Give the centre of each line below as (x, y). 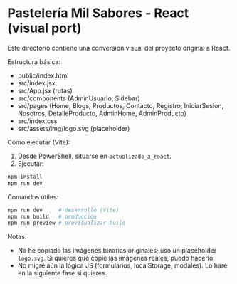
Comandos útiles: (33, 196)
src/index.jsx (36, 83)
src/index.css (37, 121)
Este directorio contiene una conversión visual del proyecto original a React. (119, 48)
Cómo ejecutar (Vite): (39, 142)
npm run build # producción (52, 216)
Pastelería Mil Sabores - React (98, 13)
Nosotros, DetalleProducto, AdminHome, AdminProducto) (102, 113)
